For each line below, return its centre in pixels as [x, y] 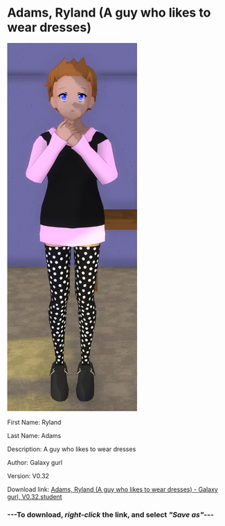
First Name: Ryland [34, 422]
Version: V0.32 [28, 475]
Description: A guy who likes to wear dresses [72, 449]
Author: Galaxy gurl [35, 462]
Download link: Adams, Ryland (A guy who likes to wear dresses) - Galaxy [112, 489]
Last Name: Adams [34, 435]
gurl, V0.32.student [35, 496]
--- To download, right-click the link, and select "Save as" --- [111, 514]
